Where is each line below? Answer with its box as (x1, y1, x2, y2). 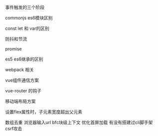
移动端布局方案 (5, 98, 36, 104)
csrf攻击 (5, 126, 22, 132)
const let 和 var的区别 (5, 25, 50, 31)
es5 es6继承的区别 (5, 56, 44, 62)
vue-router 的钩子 (5, 88, 42, 93)
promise (5, 46, 22, 52)
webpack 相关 (5, 67, 34, 72)
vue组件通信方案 (5, 77, 39, 83)
